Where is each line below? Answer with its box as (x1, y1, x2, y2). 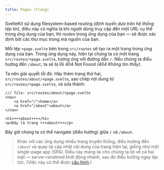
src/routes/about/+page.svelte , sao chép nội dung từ (5, 76, 114, 82)
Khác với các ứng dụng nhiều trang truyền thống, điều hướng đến (17, 138, 149, 144)
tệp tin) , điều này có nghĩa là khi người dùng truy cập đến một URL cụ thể (5, 25, 153, 32)
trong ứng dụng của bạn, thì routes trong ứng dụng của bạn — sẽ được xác (5, 31, 157, 37)
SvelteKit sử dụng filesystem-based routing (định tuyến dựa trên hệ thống (5, 21, 154, 26)
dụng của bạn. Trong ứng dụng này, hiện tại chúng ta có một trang (5, 51, 140, 57)
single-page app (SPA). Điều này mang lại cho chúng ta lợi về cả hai (17, 149, 154, 154)
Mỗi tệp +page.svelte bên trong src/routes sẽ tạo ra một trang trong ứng (5, 45, 153, 51)
